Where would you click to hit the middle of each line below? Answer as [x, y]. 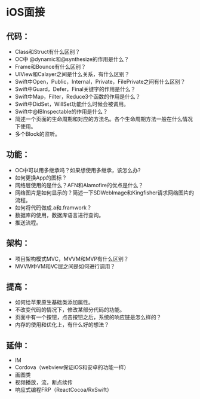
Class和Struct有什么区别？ [47, 52]
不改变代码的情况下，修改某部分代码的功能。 [70, 310]
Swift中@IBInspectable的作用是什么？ [61, 112]
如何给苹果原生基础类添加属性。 [54, 302]
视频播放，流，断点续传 [44, 382]
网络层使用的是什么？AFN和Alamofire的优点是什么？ [79, 185]
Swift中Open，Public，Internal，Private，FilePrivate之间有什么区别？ [100, 82]
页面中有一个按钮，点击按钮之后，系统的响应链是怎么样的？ [88, 317]
